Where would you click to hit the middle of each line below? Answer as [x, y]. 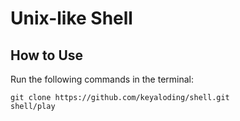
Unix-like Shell [71, 18]
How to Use [47, 55]
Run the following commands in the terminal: [102, 79]
